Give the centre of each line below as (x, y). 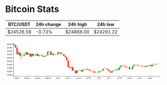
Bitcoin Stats (32, 9)
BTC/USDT (19, 24)
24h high (77, 24)
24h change (48, 24)
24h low (105, 24)
